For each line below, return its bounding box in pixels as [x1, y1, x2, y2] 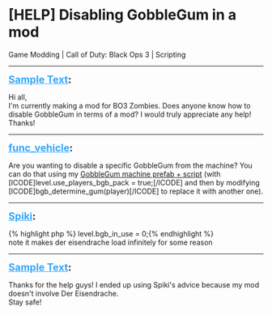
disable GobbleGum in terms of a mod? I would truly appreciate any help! [8, 109, 252, 119]
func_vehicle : [8, 141, 74, 155]
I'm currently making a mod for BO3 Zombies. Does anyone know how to [8, 100, 251, 110]
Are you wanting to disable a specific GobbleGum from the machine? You [8, 160, 253, 170]
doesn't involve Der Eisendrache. [8, 288, 119, 298]
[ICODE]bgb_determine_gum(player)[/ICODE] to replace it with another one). [8, 186, 264, 196]
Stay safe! [8, 297, 42, 307]
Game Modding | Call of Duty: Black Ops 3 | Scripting [8, 49, 186, 59]
